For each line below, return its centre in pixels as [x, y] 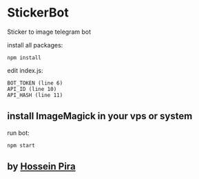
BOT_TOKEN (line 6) [35, 83]
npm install [24, 57]
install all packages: [35, 45]
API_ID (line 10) [32, 89]
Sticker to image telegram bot [49, 32]
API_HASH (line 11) [35, 95]
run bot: [18, 133]
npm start [21, 145]
